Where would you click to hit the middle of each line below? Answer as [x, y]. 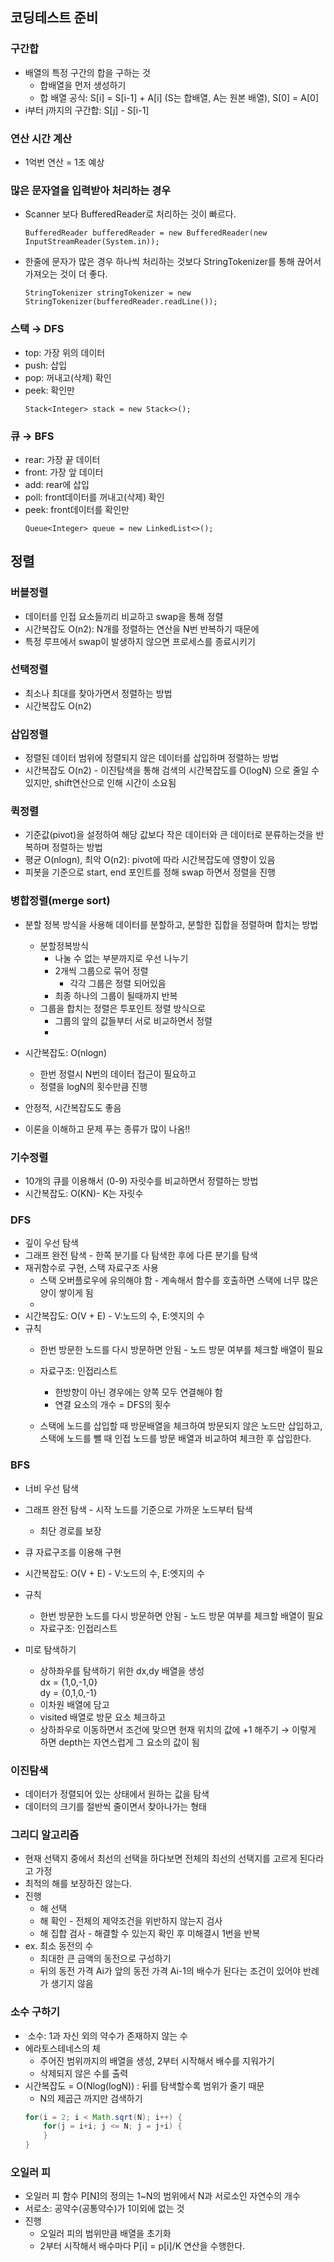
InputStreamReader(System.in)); [92, 242]
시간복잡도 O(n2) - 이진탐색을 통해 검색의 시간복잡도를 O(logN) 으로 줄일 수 [172, 770]
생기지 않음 [72, 1984]
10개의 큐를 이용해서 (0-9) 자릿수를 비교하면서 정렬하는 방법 [141, 1181]
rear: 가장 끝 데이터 [62, 459]
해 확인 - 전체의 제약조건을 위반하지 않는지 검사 [131, 1921]
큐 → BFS [32, 436]
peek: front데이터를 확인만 [77, 509]
